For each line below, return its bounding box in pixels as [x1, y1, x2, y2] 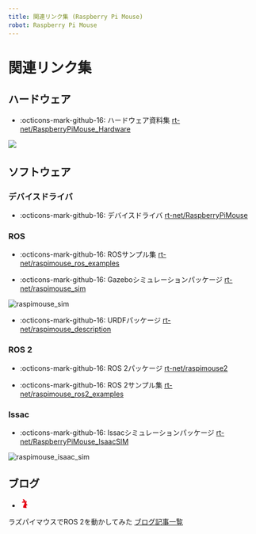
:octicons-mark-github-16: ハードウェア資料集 [19, 115, 170, 124]
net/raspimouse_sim [19, 284, 86, 293]
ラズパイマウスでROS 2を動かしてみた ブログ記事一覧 [8, 517, 184, 526]
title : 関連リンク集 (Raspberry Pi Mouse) [8, 13, 143, 21]
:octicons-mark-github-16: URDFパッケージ [19, 315, 161, 325]
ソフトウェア [8, 165, 71, 178]
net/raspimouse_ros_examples [19, 258, 120, 269]
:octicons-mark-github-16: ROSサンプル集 [19, 250, 157, 259]
